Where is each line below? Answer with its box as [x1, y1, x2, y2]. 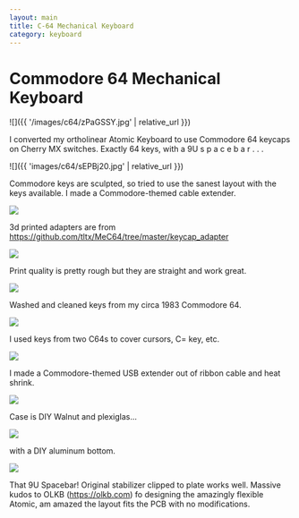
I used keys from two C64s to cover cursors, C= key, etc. [9, 334, 220, 344]
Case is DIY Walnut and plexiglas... [9, 412, 137, 422]
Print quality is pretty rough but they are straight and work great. [9, 266, 247, 276]
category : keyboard [9, 30, 82, 38]
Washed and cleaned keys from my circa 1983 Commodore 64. [9, 300, 242, 310]
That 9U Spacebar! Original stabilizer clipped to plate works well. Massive [9, 480, 282, 490]
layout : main [9, 13, 58, 22]
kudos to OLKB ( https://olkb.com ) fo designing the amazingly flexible [9, 489, 264, 500]
